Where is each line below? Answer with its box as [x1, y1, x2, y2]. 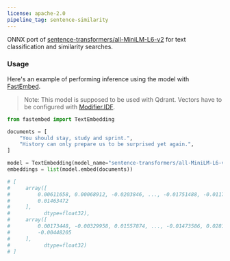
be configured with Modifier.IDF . [23, 102, 115, 111]
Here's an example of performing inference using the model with [7, 74, 190, 83]
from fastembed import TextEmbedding [7, 115, 115, 123]
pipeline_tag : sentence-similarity [7, 16, 109, 23]
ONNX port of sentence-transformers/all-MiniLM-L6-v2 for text [7, 35, 186, 43]
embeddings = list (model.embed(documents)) [7, 166, 133, 173]
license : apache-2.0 [7, 10, 66, 17]
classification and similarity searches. [7, 42, 113, 51]
